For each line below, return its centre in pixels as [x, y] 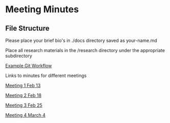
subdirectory [19, 56]
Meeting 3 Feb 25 [24, 105]
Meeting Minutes [42, 9]
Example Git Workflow [29, 66]
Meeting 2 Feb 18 [23, 95]
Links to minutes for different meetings [46, 76]
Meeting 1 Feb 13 [23, 85]
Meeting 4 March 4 [26, 115]
